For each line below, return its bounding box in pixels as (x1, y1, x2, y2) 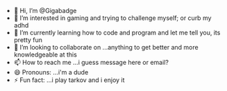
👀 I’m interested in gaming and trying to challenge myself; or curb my (13, 14, 212, 22)
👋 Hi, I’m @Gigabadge (13, 7, 77, 14)
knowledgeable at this (13, 50, 78, 59)
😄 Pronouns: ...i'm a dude (13, 68, 89, 76)
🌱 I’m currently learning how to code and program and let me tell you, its (13, 28, 221, 37)
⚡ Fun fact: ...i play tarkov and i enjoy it (13, 76, 125, 84)
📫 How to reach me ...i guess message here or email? (13, 59, 169, 66)
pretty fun (13, 36, 43, 44)
